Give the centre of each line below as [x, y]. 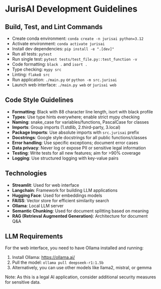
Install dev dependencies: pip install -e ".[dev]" [63, 49]
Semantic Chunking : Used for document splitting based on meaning [80, 211]
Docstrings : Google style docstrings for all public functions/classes [80, 137]
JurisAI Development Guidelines [71, 9]
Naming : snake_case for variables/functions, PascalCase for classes [80, 122]
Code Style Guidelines [39, 100]
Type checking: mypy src [37, 69]
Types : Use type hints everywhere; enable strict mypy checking [76, 117]
